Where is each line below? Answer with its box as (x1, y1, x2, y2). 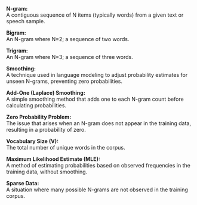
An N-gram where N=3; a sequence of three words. (6, 54, 133, 60)
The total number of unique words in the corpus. (6, 144, 125, 151)
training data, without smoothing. (6, 168, 88, 175)
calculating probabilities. (6, 102, 67, 109)
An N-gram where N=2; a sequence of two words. (6, 36, 130, 42)
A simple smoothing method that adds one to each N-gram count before (6, 95, 184, 102)
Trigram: (6, 47, 29, 54)
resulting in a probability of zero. (6, 126, 87, 133)
